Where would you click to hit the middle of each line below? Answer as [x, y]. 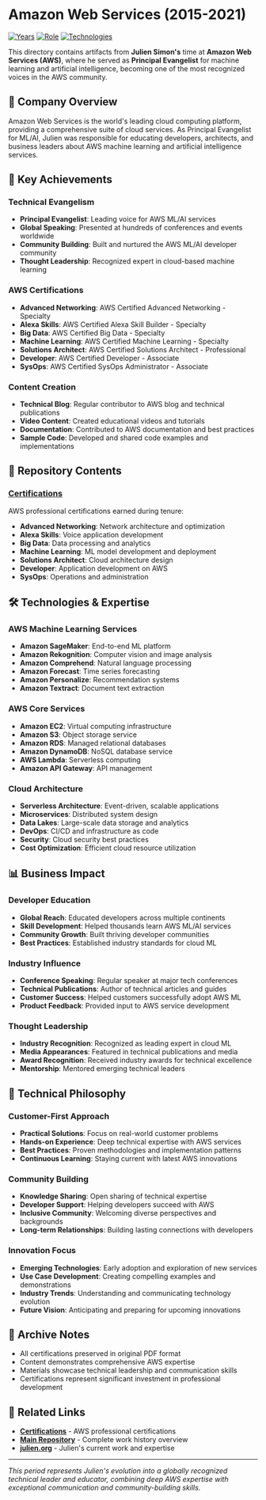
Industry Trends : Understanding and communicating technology [125, 1293]
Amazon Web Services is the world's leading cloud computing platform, [125, 121]
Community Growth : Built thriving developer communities [114, 934]
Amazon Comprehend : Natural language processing [106, 663]
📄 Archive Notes [49, 1334]
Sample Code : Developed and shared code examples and [114, 438]
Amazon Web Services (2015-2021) [127, 15]
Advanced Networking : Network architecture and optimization [122, 526]
